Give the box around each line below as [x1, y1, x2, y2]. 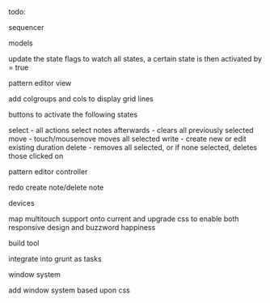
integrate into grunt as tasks [8, 254, 103, 263]
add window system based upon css [8, 285, 131, 295]
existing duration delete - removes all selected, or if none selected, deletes [8, 143, 257, 152]
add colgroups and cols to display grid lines [8, 94, 154, 104]
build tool [8, 238, 40, 248]
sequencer [8, 23, 44, 32]
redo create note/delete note [8, 182, 104, 192]
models [8, 38, 34, 48]
